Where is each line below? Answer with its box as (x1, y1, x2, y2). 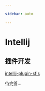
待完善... (5, 80, 22, 86)
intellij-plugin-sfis (5, 70, 40, 76)
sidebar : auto (5, 11, 34, 16)
